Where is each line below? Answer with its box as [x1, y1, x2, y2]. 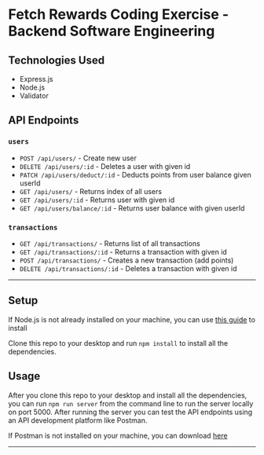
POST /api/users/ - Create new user [19, 153, 137, 163]
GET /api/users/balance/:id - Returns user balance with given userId [19, 203, 245, 213]
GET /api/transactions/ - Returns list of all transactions [19, 238, 200, 248]
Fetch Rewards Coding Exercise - [8, 6, 229, 24]
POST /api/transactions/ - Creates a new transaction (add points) [19, 255, 234, 265]
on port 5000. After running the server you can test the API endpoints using [8, 407, 253, 416]
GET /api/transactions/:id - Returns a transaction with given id [19, 247, 228, 256]
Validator [19, 91, 49, 100]
